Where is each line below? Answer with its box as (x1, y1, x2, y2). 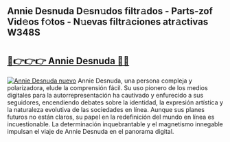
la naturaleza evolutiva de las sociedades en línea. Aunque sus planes (7, 106, 205, 113)
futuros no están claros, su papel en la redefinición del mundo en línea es (7, 113, 215, 121)
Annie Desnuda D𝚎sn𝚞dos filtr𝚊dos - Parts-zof (7, 5, 213, 17)
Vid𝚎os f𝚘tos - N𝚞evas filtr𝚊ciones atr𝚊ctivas (7, 16, 209, 28)
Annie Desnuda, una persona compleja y (78, 76, 192, 85)
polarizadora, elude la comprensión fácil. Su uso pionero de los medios (7, 84, 208, 91)
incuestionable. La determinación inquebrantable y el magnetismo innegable (7, 120, 223, 128)
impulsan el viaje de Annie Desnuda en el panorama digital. (7, 128, 174, 135)
